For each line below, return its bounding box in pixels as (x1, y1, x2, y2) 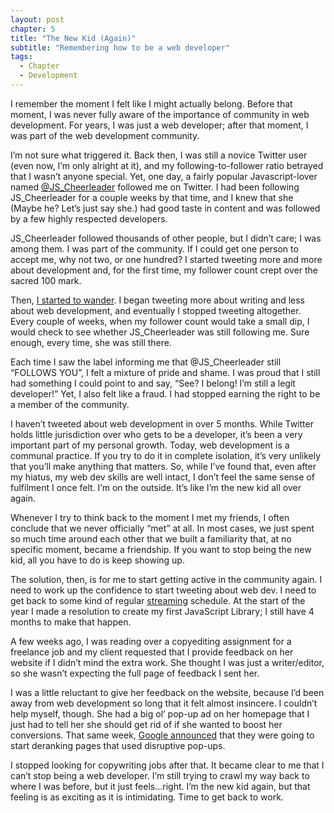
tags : (10, 52, 33, 62)
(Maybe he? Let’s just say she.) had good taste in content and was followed (10, 202, 321, 214)
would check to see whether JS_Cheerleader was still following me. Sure (10, 326, 310, 338)
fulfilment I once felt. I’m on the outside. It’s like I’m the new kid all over (10, 481, 302, 493)
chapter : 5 (10, 24, 56, 34)
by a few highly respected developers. (10, 212, 168, 225)
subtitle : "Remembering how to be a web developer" (10, 42, 230, 53)
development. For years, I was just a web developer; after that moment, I (10, 119, 309, 131)
